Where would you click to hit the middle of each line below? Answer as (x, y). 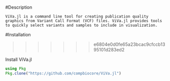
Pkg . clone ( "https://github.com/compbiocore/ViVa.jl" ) (63, 73)
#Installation (18, 34)
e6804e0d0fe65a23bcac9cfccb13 (129, 44)
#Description (19, 7)
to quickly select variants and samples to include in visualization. (81, 25)
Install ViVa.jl (19, 59)
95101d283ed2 (109, 50)
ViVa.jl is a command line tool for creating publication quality (77, 17)
